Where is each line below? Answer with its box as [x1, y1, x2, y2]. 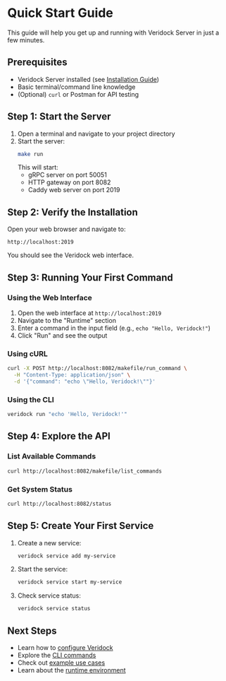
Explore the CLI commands [17, 651, 96, 660]
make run [17, 150, 44, 158]
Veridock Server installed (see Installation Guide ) [17, 75, 160, 83]
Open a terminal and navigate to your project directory [17, 129, 175, 138]
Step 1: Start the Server [7, 111, 111, 123]
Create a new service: [17, 538, 82, 547]
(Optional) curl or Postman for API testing [17, 90, 139, 98]
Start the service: [17, 565, 68, 574]
